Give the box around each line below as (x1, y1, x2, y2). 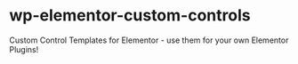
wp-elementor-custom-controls (9, 5, 251, 26)
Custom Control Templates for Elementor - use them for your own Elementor (9, 35, 289, 45)
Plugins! (9, 44, 39, 54)
